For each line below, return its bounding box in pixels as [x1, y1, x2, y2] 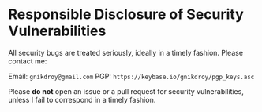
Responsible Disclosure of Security [8, 5, 245, 23]
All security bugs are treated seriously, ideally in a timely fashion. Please [8, 48, 243, 57]
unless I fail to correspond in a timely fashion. [8, 95, 156, 104]
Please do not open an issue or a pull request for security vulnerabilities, [8, 86, 245, 96]
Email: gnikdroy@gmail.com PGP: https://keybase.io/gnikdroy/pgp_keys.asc [8, 71, 255, 81]
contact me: [8, 56, 47, 66]
